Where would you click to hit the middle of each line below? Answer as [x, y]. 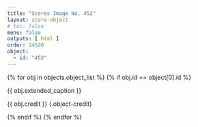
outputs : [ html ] [33, 39]
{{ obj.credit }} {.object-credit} [49, 104]
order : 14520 [26, 45]
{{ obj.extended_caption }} [44, 90]
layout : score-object [38, 20]
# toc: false [26, 26]
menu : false [24, 32]
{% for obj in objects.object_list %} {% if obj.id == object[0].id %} [99, 77]
